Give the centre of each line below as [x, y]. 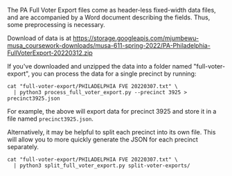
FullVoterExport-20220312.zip [50, 53]
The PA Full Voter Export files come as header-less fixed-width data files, [111, 10]
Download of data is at [39, 38]
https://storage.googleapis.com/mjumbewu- [136, 38]
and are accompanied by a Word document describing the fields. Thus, [109, 17]
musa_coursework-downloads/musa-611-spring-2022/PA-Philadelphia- [109, 45]
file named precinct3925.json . [50, 118]
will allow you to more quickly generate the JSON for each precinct [103, 139]
